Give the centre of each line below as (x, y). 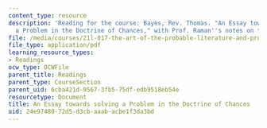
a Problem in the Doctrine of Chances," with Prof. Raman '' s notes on (135, 30)
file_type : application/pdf (55, 45)
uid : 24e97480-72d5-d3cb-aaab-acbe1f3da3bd (81, 112)
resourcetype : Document (48, 97)
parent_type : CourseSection (55, 82)
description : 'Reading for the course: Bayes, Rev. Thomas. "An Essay (128, 23)
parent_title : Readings (48, 75)
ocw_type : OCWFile (39, 68)
